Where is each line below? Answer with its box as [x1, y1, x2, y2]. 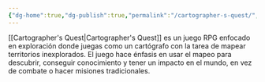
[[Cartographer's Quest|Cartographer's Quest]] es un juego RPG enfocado [8, 33, 251, 42]
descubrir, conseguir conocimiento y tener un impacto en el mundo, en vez [8, 58, 252, 67]
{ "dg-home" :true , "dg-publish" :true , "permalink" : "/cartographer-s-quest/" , [8, 11, 259, 20]
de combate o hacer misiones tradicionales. [8, 66, 151, 75]
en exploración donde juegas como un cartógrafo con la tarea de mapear [8, 41, 246, 51]
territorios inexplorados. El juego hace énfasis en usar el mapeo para [8, 49, 232, 59]
